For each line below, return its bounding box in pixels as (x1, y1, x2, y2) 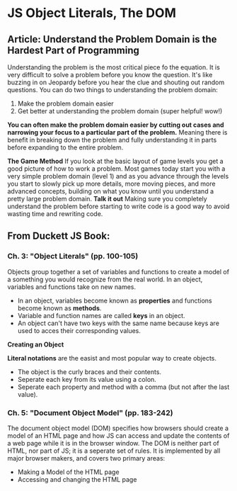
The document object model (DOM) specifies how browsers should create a (7, 424, 229, 432)
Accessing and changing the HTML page (17, 475, 137, 483)
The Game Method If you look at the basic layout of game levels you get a (7, 157, 224, 165)
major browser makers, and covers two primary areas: (7, 453, 166, 462)
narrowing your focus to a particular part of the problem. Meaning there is (7, 128, 228, 136)
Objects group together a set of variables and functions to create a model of (7, 267, 230, 276)
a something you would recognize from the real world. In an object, (7, 275, 203, 283)
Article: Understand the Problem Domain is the (7, 33, 217, 45)
